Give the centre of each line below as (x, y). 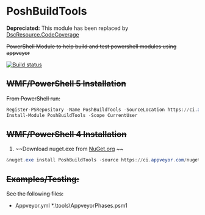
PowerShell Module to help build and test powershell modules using (92, 46)
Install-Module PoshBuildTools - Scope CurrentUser (72, 115)
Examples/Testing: (43, 179)
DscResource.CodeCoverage (43, 34)
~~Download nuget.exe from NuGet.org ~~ (69, 149)
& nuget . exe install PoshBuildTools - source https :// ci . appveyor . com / (97, 160)
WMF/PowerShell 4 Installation (67, 134)
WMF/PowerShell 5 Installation (66, 84)
